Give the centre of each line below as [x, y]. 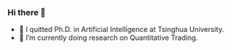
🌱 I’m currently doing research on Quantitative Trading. [108, 37]
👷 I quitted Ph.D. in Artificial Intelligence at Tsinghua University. [122, 30]
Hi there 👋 [27, 12]
